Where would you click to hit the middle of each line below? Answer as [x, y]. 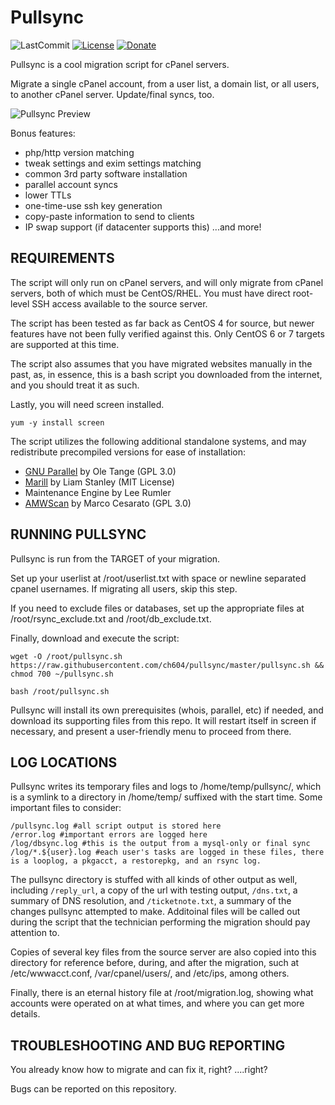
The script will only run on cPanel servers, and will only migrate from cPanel [167, 282]
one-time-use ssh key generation [93, 205]
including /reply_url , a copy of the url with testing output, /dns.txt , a [154, 890]
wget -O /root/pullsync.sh [66, 656]
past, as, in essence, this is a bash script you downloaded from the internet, [166, 374]
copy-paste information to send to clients [109, 216]
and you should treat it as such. [75, 385]
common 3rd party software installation [106, 173]
